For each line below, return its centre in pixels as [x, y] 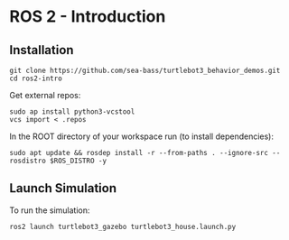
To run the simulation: [50, 210]
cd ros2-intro [36, 78]
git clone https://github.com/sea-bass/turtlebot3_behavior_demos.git [145, 70]
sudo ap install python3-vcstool [72, 112]
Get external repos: [45, 95]
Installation [42, 50]
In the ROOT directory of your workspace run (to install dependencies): [141, 136]
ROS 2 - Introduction [88, 17]
